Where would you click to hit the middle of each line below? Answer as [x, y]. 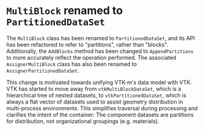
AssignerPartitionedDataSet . [43, 70]
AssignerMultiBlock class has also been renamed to [72, 64]
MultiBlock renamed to [65, 11]
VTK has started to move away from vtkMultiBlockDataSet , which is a [94, 88]
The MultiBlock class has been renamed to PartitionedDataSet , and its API [101, 38]
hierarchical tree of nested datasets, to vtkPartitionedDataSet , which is [96, 95]
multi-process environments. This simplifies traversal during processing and [102, 108]
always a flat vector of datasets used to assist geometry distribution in [95, 102]
